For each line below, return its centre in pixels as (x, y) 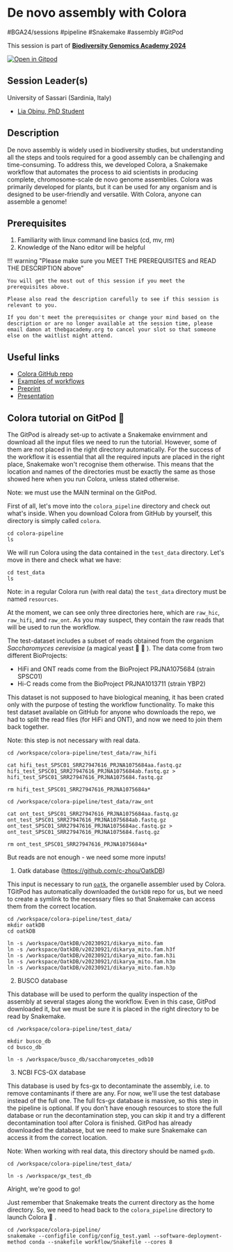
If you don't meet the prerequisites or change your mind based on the (113, 318)
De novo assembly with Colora (97, 13)
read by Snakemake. (37, 1016)
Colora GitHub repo (45, 374)
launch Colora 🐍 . (32, 1217)
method (17, 1242)
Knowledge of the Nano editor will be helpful (81, 248)
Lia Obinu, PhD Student (51, 111)
